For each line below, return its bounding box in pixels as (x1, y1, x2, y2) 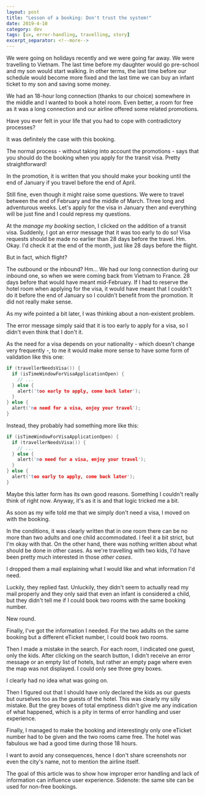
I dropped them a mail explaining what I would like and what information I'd (6, 565, 195, 572)
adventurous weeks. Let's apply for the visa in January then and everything (6, 204, 197, 211)
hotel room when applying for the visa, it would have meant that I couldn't (6, 285, 192, 292)
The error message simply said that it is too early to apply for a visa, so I (6, 322, 188, 329)
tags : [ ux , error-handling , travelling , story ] (6, 32, 130, 38)
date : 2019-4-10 (6, 20, 48, 26)
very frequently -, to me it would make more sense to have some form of (6, 347, 190, 354)
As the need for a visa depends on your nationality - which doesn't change (6, 340, 195, 347)
